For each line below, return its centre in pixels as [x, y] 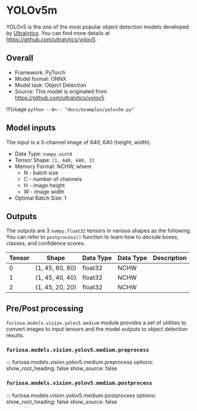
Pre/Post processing [45, 309]
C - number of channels [53, 179]
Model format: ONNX [40, 78]
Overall [20, 58]
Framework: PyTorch [40, 72]
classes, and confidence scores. [46, 244]
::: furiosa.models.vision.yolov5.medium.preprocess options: [80, 362]
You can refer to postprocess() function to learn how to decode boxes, [93, 237]
